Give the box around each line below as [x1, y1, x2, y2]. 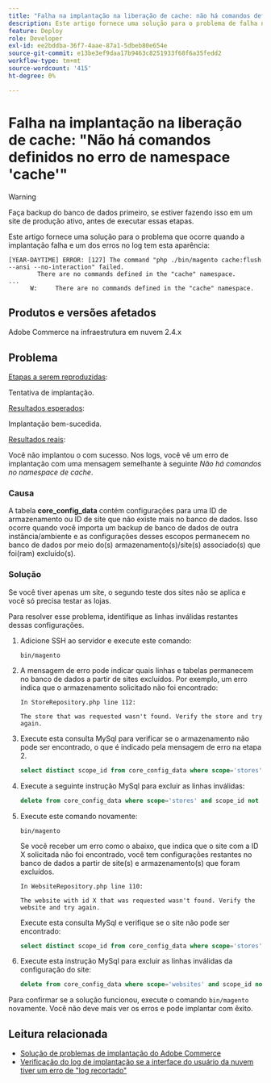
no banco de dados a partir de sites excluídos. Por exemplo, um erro [19, 674, 248, 684]
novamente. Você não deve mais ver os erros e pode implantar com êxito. [8, 1004, 253, 1014]
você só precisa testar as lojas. [8, 596, 111, 605]
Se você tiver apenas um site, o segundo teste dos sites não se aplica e [8, 587, 246, 597]
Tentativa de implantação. [8, 388, 94, 398]
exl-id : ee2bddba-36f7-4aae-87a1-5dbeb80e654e [8, 42, 168, 50]
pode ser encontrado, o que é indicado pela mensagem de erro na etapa [19, 742, 262, 751]
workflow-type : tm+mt [8, 57, 81, 65]
